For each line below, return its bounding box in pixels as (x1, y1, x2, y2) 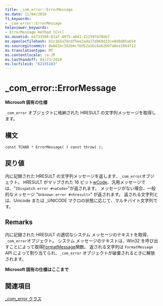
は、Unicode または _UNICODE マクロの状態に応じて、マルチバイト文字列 (5, 197, 153, 203)
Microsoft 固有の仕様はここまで (5, 266, 69, 272)
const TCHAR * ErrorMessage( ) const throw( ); (5, 144, 104, 149)
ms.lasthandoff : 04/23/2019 (5, 57, 62, 62)
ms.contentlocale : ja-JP (5, 52, 55, 58)
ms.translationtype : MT (5, 48, 54, 53)
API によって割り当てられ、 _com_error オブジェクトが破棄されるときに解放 (5, 250, 155, 256)
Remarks (5, 218, 33, 226)
